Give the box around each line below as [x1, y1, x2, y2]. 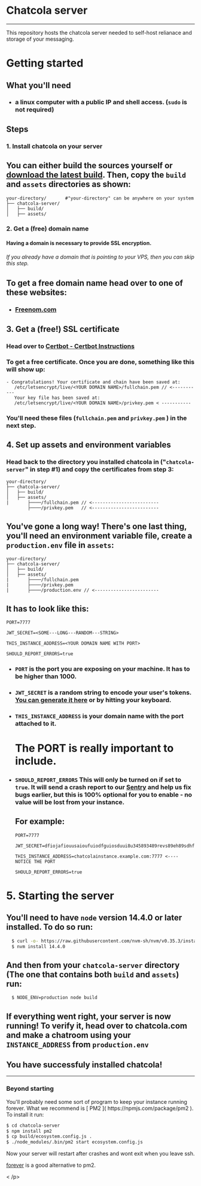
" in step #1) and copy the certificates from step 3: [25, 465, 174, 474]
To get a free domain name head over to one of [6, 278, 184, 288]
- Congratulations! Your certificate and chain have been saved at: [6, 379, 181, 385]
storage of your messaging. [6, 35, 74, 43]
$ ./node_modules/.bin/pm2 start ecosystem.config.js [6, 1139, 144, 1145]
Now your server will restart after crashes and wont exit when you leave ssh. [6, 1150, 195, 1157]
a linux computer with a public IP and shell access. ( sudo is [14, 98, 187, 107]
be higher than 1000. [14, 672, 77, 680]
